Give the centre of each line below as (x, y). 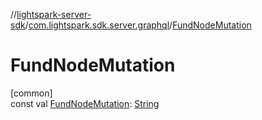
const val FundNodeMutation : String (85, 103)
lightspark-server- (54, 14)
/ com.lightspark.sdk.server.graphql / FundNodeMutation (138, 25)
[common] (31, 93)
